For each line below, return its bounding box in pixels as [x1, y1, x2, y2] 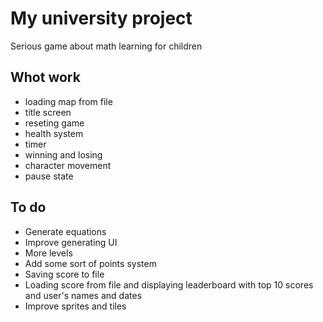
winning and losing [24, 148, 103, 161]
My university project [10, 7, 193, 30]
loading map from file [24, 95, 113, 107]
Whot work [10, 69, 81, 86]
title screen [24, 106, 72, 118]
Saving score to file [24, 268, 105, 280]
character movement [24, 159, 112, 171]
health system [24, 127, 84, 139]
